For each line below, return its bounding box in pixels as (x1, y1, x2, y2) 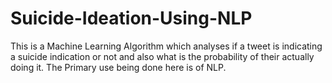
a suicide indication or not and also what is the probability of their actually (10, 50, 315, 62)
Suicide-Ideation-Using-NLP (10, 7, 253, 30)
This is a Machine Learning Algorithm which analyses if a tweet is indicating (10, 40, 323, 52)
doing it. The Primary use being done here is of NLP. (10, 61, 227, 73)
